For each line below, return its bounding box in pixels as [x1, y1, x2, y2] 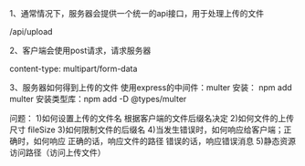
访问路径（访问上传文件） [9, 147, 106, 158]
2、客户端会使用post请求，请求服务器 [9, 45, 152, 56]
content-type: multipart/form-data [9, 63, 138, 74]
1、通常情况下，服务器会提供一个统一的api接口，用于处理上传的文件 [9, 8, 265, 18]
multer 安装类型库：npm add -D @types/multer [9, 94, 187, 104]
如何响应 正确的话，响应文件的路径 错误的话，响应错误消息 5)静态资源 [33, 136, 297, 146]
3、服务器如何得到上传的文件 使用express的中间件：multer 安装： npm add [9, 82, 292, 93]
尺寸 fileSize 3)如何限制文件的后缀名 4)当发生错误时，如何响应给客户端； [9, 124, 284, 135]
